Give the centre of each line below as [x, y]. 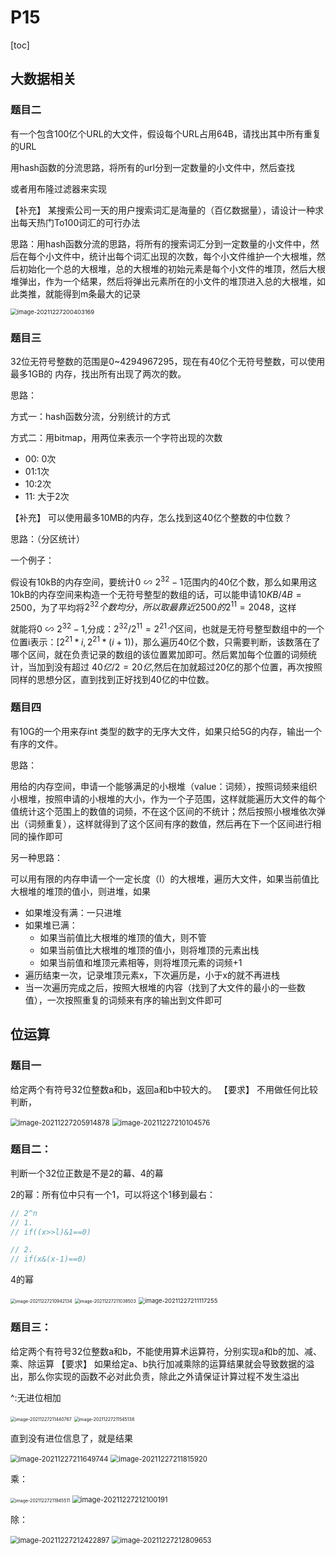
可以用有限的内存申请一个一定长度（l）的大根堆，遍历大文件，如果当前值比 [165, 878]
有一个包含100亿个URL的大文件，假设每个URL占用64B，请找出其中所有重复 [166, 133]
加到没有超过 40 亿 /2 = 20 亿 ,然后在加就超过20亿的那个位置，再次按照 [179, 667]
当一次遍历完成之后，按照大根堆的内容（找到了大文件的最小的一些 [160, 987]
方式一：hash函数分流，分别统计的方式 [90, 416]
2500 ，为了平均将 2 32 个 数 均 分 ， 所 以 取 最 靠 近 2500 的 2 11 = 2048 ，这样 [153, 606]
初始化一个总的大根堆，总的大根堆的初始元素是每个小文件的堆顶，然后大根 [172, 268]
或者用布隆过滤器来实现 [58, 188]
